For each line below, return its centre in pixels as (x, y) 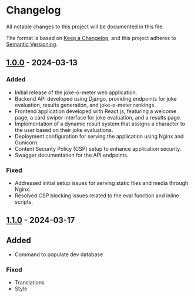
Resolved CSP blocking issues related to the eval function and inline (97, 196)
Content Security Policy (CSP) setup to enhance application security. (98, 148)
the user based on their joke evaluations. (64, 130)
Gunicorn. (27, 143)
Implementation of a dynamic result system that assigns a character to (100, 124)
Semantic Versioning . (32, 44)
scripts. (24, 201)
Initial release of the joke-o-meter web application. (76, 92)
